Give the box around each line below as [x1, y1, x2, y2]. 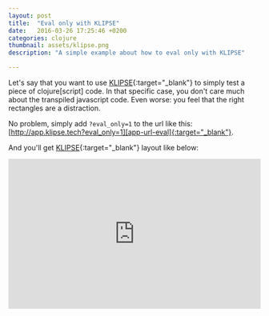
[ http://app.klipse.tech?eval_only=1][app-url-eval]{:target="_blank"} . [8, 127, 234, 137]
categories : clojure [8, 34, 78, 42]
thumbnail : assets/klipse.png [8, 42, 110, 50]
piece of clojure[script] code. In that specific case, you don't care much [8, 86, 245, 96]
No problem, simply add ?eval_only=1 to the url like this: [8, 119, 193, 128]
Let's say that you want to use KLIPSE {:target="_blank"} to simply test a [8, 78, 246, 87]
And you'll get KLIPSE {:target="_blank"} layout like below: [8, 143, 199, 152]
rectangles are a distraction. [8, 103, 101, 113]
